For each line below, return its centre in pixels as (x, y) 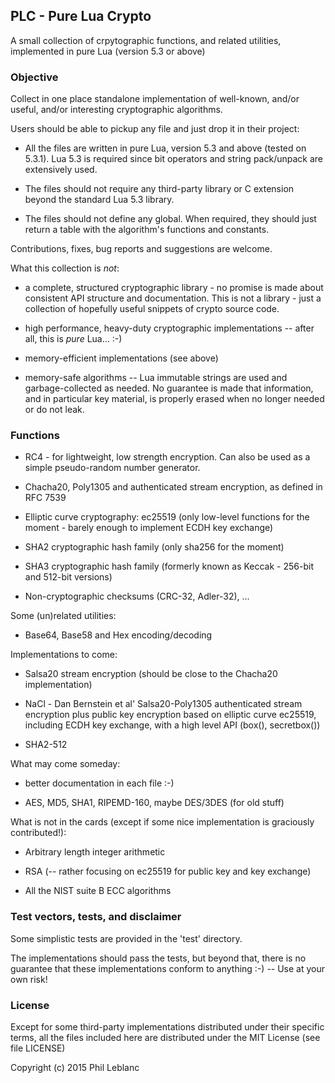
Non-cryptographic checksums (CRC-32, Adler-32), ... (137, 596)
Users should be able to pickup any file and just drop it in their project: (155, 129)
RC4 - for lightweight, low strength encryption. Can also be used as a (167, 457)
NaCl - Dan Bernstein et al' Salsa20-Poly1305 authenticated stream (163, 704)
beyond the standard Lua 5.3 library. (99, 200)
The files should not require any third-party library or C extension (159, 189)
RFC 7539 (45, 498)
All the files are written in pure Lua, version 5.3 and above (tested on (165, 148)
